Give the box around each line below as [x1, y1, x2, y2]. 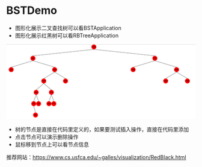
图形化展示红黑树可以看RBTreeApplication [14, 31, 119, 39]
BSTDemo [6, 4, 57, 17]
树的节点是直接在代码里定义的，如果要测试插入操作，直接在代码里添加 [14, 126, 189, 133]
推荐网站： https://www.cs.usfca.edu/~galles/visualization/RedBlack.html [6, 154, 186, 161]
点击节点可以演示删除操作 [14, 133, 79, 140]
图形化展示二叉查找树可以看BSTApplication [14, 24, 121, 31]
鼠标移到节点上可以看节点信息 [14, 141, 89, 148]
